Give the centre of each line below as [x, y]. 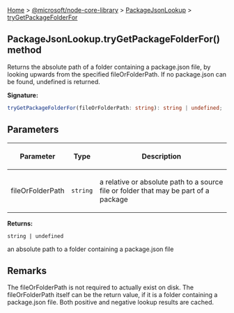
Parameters [33, 130]
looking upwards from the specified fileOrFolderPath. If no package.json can [117, 74]
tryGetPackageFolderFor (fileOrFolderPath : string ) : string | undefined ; [115, 108]
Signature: [23, 95]
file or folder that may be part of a [155, 191]
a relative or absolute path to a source [162, 182]
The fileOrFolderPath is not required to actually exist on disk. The [100, 287]
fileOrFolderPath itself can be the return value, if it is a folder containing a [112, 295]
